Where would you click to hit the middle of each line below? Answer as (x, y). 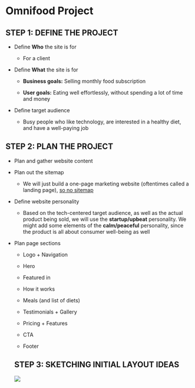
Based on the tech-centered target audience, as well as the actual (103, 213)
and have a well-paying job (56, 128)
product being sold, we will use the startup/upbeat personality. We (105, 219)
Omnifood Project (49, 11)
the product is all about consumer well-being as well (86, 232)
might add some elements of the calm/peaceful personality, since (103, 225)
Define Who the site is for (45, 47)
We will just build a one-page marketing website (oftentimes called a (106, 184)
